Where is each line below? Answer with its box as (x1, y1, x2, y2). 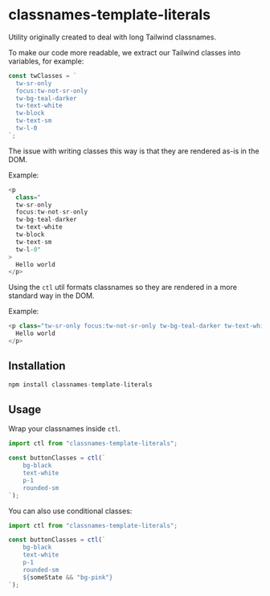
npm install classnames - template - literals (8, 380, 153, 389)
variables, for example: (8, 56, 84, 66)
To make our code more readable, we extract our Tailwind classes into (8, 47, 241, 57)
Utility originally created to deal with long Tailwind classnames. (8, 32, 217, 42)
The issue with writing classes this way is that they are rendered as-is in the (8, 146, 260, 156)
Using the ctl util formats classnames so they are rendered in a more (8, 283, 237, 292)
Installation (8, 359, 66, 373)
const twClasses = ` (8, 71, 78, 80)
